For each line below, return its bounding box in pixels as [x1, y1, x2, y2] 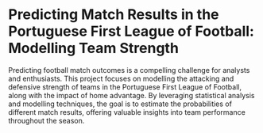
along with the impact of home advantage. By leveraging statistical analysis [8, 90, 255, 100]
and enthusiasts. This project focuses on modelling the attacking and [8, 74, 234, 83]
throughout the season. [8, 116, 85, 125]
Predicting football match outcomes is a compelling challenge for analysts [8, 65, 250, 74]
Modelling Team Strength [8, 40, 179, 57]
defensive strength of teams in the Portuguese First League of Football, [8, 82, 242, 92]
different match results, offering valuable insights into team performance [8, 107, 246, 116]
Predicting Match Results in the [8, 6, 219, 24]
